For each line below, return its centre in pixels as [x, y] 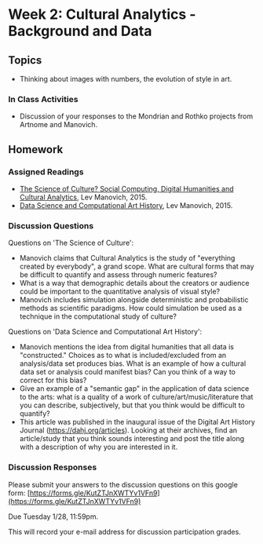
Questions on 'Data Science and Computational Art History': [105, 332]
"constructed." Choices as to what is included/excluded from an [123, 356]
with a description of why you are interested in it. [99, 447]
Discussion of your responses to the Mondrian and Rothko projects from [136, 116]
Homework [36, 150]
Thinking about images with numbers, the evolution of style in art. [126, 79]
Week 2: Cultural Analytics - [102, 15]
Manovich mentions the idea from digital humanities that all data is [126, 347]
